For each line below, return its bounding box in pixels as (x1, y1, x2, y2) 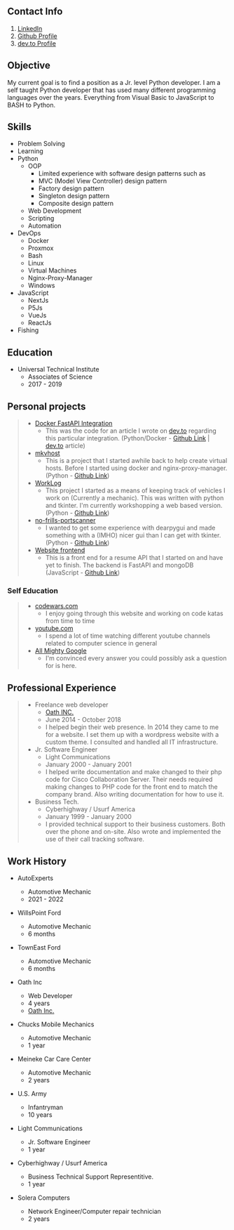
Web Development (27, 207, 82, 215)
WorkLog (34, 479, 62, 488)
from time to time (45, 617, 95, 625)
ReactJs (27, 319, 52, 327)
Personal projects (7, 400, 86, 412)
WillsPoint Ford (17, 908, 62, 917)
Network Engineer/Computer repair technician (27, 1207, 161, 1215)
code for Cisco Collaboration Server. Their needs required (45, 776, 213, 784)
